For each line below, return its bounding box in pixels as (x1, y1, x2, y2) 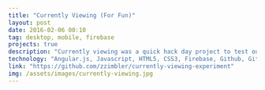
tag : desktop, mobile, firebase (8, 33, 114, 41)
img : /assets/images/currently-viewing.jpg (8, 70, 154, 77)
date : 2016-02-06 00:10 (8, 26, 87, 34)
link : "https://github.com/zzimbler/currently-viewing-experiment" (8, 63, 235, 70)
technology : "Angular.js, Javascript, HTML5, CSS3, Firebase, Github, (8, 56, 245, 63)
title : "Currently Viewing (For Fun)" (8, 11, 136, 20)
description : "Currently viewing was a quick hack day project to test (8, 48, 248, 56)
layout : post (8, 19, 51, 27)
